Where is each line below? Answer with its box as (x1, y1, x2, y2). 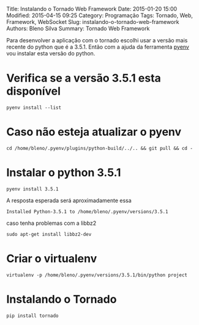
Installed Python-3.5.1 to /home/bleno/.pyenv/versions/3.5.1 (6, 208, 168, 214)
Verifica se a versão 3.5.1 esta (6, 71, 161, 85)
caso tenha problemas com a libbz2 (6, 219, 97, 227)
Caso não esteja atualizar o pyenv (6, 125, 182, 139)
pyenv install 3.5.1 (6, 186, 59, 192)
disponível (6, 84, 61, 98)
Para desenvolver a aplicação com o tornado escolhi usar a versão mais (6, 37, 188, 44)
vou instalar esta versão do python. (6, 50, 96, 57)
